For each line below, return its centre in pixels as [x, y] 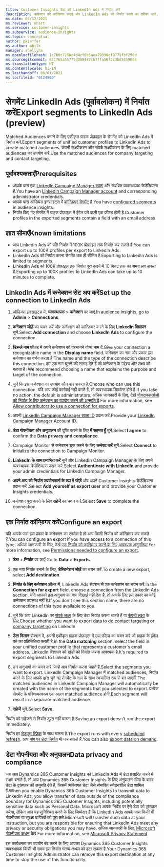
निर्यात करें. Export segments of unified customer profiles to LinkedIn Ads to [78, 142]
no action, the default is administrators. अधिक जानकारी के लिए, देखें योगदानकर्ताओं [86, 395]
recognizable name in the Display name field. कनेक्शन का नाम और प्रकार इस [83, 353]
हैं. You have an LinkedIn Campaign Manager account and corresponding [85, 191]
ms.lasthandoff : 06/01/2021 [34, 73]
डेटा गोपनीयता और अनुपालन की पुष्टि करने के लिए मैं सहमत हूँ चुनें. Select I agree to [80, 431]
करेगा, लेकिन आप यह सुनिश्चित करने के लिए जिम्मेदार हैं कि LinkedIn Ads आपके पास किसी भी [80, 812]
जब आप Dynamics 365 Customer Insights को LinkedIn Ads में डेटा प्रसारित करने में [80, 774]
